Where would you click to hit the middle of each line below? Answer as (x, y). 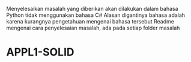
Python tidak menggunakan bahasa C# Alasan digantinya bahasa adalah (95, 15)
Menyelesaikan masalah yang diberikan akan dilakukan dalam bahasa (92, 9)
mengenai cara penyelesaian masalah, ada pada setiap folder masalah (93, 28)
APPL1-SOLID (40, 52)
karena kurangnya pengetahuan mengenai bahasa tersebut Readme (90, 21)
